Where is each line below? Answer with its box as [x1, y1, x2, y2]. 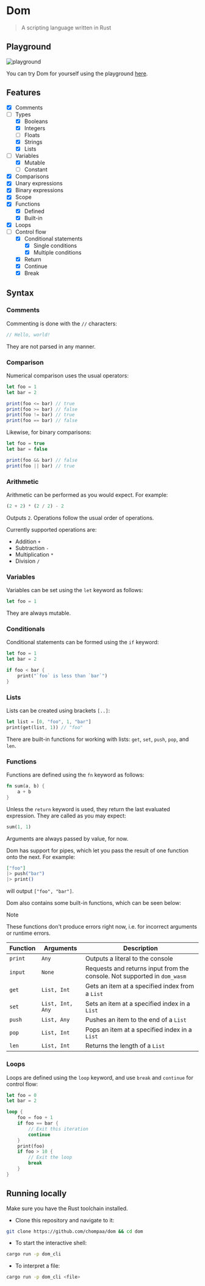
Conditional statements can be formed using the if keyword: [6, 639, 159, 646]
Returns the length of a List [85, 1041, 165, 1050]
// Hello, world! [6, 332, 51, 338]
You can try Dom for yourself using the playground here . [6, 70, 148, 77]
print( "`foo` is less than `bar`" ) [17, 673, 108, 679]
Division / [15, 557, 40, 565]
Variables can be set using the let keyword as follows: [6, 587, 143, 594]
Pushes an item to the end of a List [85, 1016, 187, 1024]
